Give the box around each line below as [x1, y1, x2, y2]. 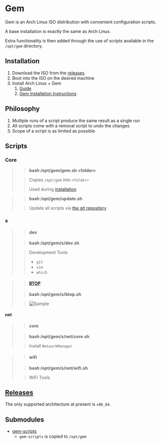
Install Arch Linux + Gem [12, 80, 62, 86]
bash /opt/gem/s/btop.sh [29, 291, 81, 297]
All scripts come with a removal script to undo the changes [12, 122, 130, 129]
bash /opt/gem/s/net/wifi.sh [29, 365, 88, 371]
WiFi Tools [29, 375, 50, 380]
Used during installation [29, 187, 77, 192]
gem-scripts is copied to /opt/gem [19, 433, 87, 440]
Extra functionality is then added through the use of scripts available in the [5, 37, 154, 44]
